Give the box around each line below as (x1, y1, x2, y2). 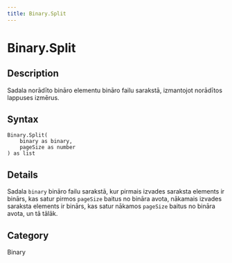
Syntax (7, 114, 39, 126)
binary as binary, (19, 138, 73, 145)
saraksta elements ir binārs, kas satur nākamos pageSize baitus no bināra (7, 202, 216, 210)
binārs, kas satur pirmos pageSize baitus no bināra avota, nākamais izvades (7, 195, 222, 203)
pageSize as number (19, 144, 76, 151)
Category (7, 230, 49, 241)
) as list (7, 150, 36, 157)
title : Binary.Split (7, 10, 67, 17)
